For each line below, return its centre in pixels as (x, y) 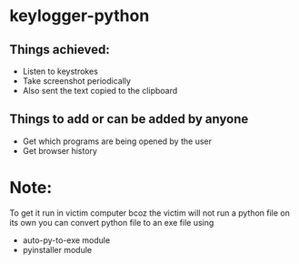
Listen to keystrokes (60, 71)
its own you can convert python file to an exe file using (112, 222)
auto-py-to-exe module (66, 240)
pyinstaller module (57, 249)
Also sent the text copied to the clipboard (100, 91)
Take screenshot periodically (77, 81)
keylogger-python (80, 16)
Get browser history (60, 150)
